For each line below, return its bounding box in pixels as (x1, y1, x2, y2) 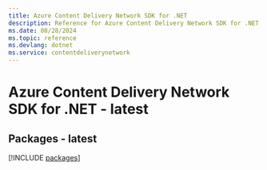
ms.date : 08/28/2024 (8, 26, 78, 34)
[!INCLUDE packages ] (8, 153, 81, 162)
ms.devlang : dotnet (8, 42, 74, 49)
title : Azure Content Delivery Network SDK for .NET (8, 11, 188, 20)
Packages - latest (8, 132, 98, 145)
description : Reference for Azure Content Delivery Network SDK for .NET (8, 19, 260, 27)
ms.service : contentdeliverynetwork (8, 49, 130, 57)
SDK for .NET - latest (8, 101, 149, 118)
